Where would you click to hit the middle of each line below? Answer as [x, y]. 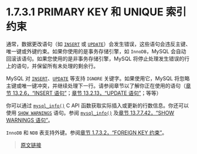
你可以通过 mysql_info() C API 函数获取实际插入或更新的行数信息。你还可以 [98, 105]
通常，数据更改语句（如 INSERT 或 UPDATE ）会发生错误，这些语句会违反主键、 [98, 44]
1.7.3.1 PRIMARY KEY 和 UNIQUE [85, 12]
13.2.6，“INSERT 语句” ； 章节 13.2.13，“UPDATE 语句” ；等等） [87, 93]
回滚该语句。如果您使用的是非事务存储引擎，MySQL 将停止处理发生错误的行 [98, 59]
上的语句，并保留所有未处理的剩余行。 [52, 66]
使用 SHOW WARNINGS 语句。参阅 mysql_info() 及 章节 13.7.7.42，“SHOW [90, 112]
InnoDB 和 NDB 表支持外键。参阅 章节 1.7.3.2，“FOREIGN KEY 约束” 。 [87, 132]
